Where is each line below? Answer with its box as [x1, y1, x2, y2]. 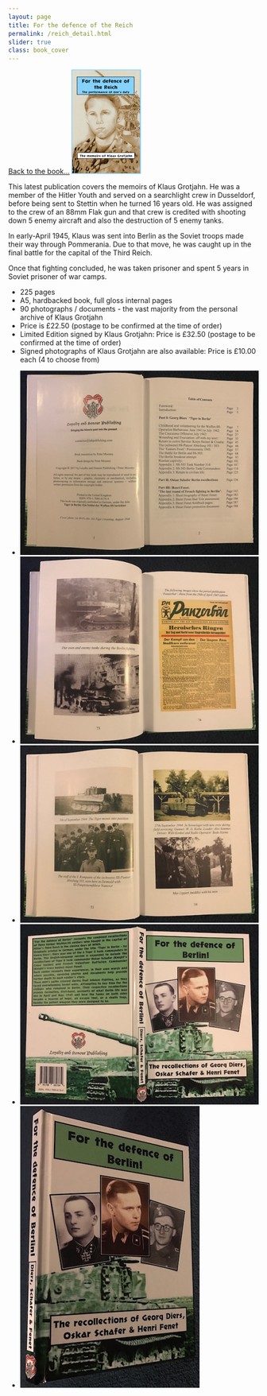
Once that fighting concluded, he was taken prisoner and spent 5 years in [8, 263, 250, 273]
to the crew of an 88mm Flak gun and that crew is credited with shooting [8, 207, 246, 217]
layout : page [8, 13, 52, 21]
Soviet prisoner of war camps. [8, 272, 107, 281]
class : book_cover [8, 46, 69, 55]
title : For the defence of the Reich [8, 21, 133, 29]
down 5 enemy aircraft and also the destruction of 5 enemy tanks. [8, 215, 224, 226]
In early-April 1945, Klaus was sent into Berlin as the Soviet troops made [8, 231, 244, 241]
